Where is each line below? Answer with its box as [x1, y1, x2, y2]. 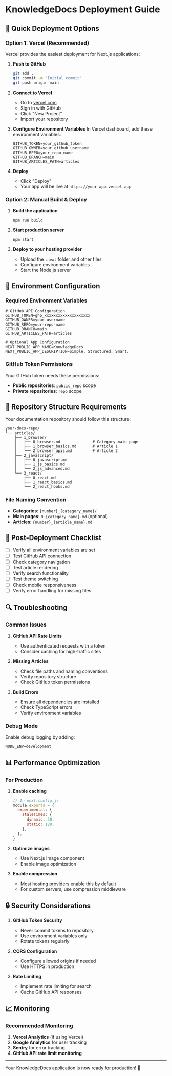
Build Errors [12, 688, 39, 695]
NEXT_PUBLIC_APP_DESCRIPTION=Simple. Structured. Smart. [5, 349, 130, 354]
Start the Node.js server [20, 267, 71, 273]
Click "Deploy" [20, 178, 52, 184]
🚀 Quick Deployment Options [5, 24, 100, 33]
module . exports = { [12, 803, 55, 808]
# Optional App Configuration [5, 340, 70, 345]
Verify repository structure [20, 673, 77, 679]
